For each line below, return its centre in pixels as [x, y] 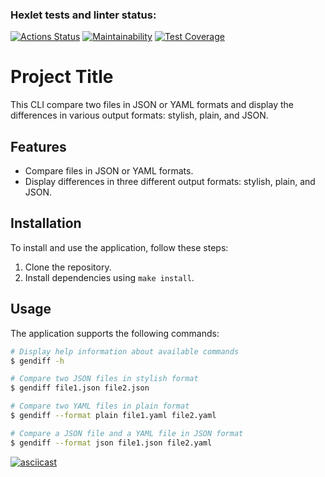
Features [38, 146]
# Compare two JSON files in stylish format [104, 379]
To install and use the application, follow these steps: [119, 247]
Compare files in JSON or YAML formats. [109, 171]
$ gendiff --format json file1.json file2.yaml [111, 443]
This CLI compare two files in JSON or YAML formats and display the [152, 105]
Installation [46, 223]
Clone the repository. [68, 267]
